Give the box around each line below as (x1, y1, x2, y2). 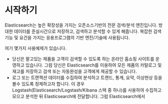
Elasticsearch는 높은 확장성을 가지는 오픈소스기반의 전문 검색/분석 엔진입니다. (5, 22, 158, 28)
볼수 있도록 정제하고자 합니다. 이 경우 (12, 80, 85, 86)
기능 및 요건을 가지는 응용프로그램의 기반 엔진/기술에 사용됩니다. (5, 34, 130, 40)
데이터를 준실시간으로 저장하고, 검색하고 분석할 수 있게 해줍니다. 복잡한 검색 (14, 28, 162, 34)
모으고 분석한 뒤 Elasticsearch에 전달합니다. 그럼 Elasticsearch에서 (12, 93, 145, 99)
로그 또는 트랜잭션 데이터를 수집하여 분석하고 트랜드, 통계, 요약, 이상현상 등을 (12, 74, 162, 80)
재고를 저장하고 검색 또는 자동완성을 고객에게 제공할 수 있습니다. (12, 68, 137, 74)
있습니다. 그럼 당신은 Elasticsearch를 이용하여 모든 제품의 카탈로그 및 (25, 62, 162, 68)
